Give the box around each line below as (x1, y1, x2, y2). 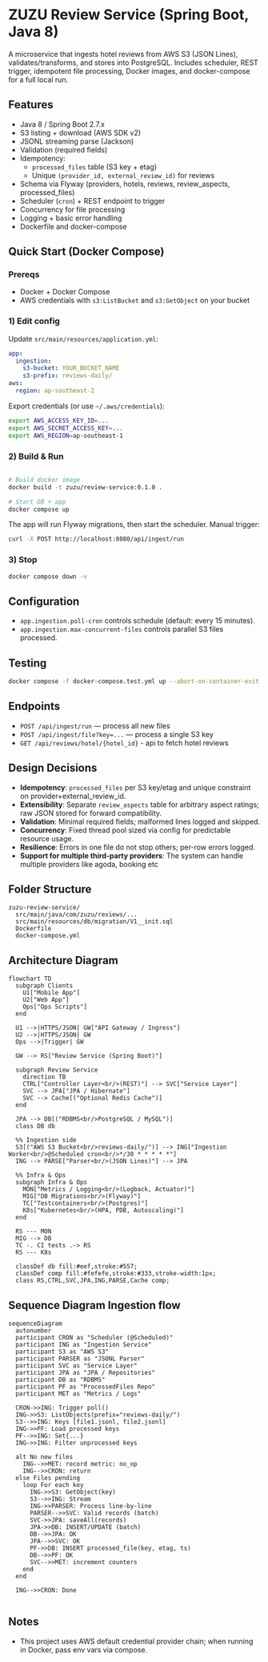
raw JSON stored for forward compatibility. (19, 808, 162, 817)
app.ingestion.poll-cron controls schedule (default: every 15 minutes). (19, 616, 256, 626)
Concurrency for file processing (19, 205, 126, 214)
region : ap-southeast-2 (15, 387, 94, 395)
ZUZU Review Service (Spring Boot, (8, 6, 250, 24)
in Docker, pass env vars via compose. (19, 1644, 148, 1654)
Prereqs (8, 269, 40, 280)
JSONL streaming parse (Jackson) (19, 136, 134, 146)
